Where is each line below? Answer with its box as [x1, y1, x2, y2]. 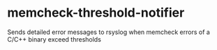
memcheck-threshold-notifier [7, 5, 185, 21]
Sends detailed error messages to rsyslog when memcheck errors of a [7, 28, 211, 36]
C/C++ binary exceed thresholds [7, 35, 101, 43]
